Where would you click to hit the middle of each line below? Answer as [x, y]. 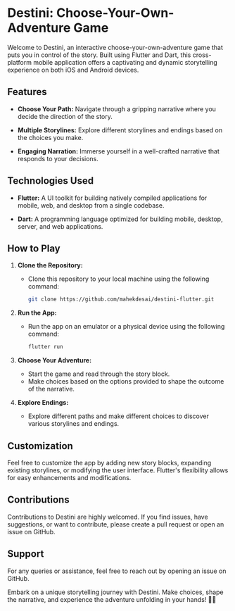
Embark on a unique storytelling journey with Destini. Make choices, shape [115, 592]
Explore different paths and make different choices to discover [119, 416]
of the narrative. [51, 389]
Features [27, 92]
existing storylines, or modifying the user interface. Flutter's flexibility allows [118, 470]
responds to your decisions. [58, 158]
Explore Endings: [43, 403]
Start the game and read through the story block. [99, 374]
